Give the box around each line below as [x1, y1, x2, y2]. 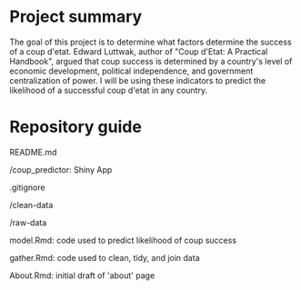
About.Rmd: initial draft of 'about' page [9, 270, 156, 281]
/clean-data [9, 199, 54, 210]
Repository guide [9, 116, 143, 137]
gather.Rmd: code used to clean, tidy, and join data [9, 252, 200, 263]
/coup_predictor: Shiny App [9, 164, 113, 175]
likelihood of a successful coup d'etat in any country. [9, 85, 207, 95]
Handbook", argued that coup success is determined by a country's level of [9, 55, 293, 66]
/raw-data [9, 216, 47, 228]
